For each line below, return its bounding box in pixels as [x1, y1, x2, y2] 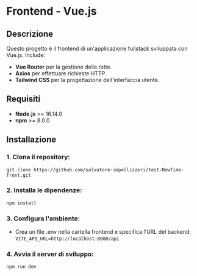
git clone [6, 166, 32, 173]
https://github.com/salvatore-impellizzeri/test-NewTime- [33, 166, 184, 173]
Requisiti [6, 94, 41, 105]
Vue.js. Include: [6, 51, 46, 59]
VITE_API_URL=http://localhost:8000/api [15, 236, 120, 242]
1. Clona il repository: [6, 153, 70, 162]
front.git [6, 172, 32, 178]
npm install [6, 200, 37, 206]
